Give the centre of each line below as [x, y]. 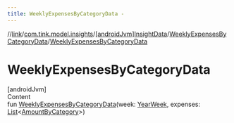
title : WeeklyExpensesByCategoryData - [66, 14]
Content [19, 96]
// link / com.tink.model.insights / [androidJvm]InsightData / [88, 34]
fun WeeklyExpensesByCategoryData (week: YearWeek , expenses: [104, 104]
